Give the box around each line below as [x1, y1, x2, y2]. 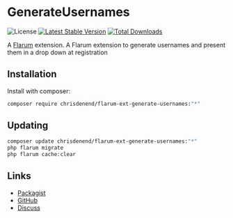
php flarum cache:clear [7, 151, 77, 158]
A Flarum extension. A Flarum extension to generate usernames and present [7, 40, 226, 49]
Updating [7, 120, 49, 132]
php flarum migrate [7, 144, 64, 152]
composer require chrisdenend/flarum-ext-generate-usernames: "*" [7, 100, 200, 107]
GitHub [17, 196, 38, 204]
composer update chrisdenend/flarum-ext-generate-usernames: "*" [7, 138, 198, 145]
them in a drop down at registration [7, 48, 108, 56]
